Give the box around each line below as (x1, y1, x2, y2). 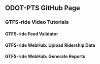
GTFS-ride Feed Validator (5, 31, 58, 36)
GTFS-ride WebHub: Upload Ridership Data (5, 42, 96, 48)
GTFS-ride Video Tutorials (5, 19, 69, 26)
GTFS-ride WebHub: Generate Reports (5, 54, 86, 60)
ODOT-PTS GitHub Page (5, 4, 80, 12)
